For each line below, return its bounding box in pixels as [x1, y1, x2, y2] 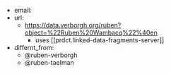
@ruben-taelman [24, 58, 74, 66]
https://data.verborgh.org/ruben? [24, 21, 122, 29]
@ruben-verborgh [24, 51, 78, 59]
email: [13, 6, 32, 14]
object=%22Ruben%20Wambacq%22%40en [24, 28, 158, 37]
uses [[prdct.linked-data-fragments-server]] [35, 36, 165, 44]
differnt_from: [13, 44, 54, 51]
